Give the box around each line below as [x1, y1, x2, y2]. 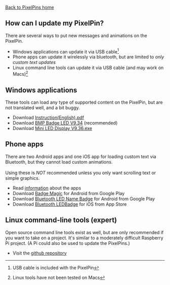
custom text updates [12, 59, 56, 66]
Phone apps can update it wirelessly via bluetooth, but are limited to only [12, 54, 164, 60]
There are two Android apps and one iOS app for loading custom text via [5, 153, 156, 160]
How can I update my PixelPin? [5, 19, 104, 27]
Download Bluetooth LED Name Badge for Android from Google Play [12, 196, 155, 202]
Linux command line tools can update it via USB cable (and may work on [12, 65, 164, 71]
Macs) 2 [12, 70, 28, 77]
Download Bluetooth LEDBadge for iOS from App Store [12, 201, 127, 207]
